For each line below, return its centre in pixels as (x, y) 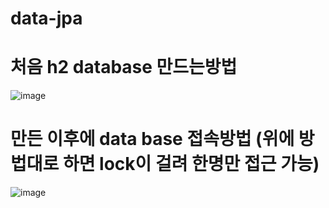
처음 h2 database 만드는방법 (124, 67)
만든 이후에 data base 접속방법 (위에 (152, 139)
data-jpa (46, 18)
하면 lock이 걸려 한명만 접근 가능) (191, 164)
